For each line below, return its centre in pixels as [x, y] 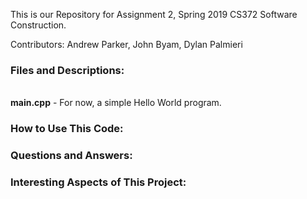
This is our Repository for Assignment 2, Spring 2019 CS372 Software [154, 14]
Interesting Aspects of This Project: [98, 182]
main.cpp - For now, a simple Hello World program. [116, 103]
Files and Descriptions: [67, 70]
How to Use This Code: [67, 129]
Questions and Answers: [71, 156]
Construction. [38, 25]
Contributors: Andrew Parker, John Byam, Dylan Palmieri [126, 44]
